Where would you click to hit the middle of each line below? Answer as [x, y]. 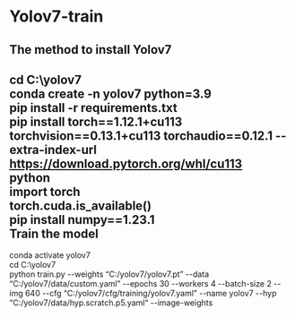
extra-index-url [53, 150]
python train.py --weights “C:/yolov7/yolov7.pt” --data [109, 274]
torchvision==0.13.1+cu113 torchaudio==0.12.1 [141, 136]
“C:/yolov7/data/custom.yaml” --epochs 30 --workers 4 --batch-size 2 [140, 284]
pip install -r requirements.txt [93, 108]
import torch [45, 191]
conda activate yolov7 [50, 255]
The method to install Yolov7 [91, 50]
